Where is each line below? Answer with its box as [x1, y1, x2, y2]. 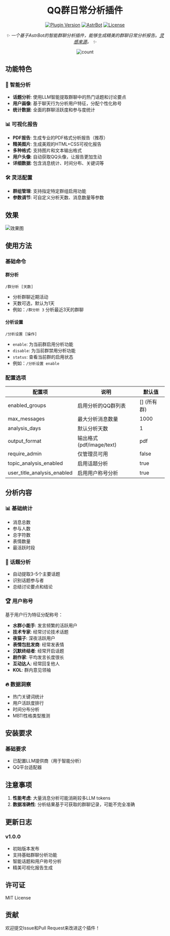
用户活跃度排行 [12, 700, 44, 706]
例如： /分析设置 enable [12, 360, 60, 366]
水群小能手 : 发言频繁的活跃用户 [12, 622, 77, 628]
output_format [8, 438, 41, 445]
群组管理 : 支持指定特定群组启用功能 [12, 188, 87, 194]
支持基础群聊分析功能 [12, 852, 57, 858]
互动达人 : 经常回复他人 [12, 660, 60, 667]
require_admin [8, 450, 42, 458]
